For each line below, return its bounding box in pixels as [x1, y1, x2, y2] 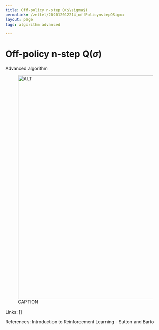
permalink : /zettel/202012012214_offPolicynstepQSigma [5, 12, 124, 17]
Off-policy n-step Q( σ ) [5, 48, 102, 60]
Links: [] [5, 309, 22, 315]
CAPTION [18, 299, 38, 305]
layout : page [5, 17, 33, 22]
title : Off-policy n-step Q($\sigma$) [5, 7, 88, 13]
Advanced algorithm [5, 65, 48, 72]
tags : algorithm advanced [5, 21, 60, 27]
